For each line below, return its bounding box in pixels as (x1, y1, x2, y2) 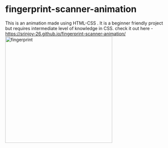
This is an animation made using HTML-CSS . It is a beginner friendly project (5, 20, 163, 26)
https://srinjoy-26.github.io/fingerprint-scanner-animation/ (5, 30, 126, 36)
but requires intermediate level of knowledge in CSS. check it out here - (5, 25, 153, 31)
